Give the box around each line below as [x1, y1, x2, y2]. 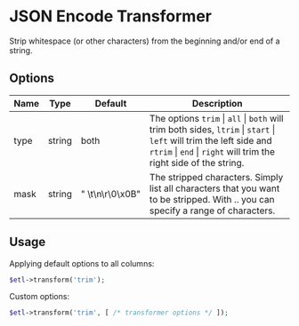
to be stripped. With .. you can [149, 193, 275, 205]
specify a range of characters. [149, 204, 276, 217]
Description [191, 97, 243, 109]
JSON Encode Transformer [9, 6, 212, 27]
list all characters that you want [149, 182, 280, 195]
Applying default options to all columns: [9, 258, 155, 268]
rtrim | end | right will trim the [149, 145, 276, 157]
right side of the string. [149, 156, 245, 169]
